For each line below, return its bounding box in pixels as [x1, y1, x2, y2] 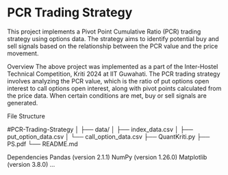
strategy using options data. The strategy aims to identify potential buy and [7, 34, 219, 42]
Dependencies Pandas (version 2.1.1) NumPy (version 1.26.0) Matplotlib [7, 152, 207, 161]
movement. [7, 49, 39, 57]
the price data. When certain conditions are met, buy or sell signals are [7, 91, 207, 100]
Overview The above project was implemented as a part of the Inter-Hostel [7, 62, 218, 70]
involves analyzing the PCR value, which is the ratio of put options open [7, 77, 210, 85]
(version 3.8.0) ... [7, 160, 55, 168]
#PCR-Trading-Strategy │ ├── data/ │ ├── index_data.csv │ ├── [7, 125, 194, 133]
